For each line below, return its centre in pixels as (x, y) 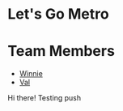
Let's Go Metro (59, 14)
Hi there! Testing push (45, 98)
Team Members (61, 51)
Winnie (31, 74)
